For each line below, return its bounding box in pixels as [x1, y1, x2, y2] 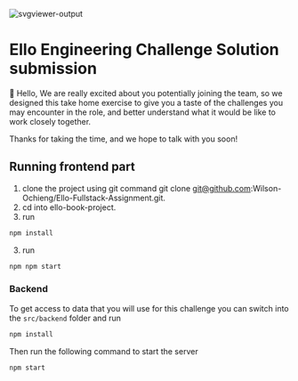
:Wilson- [250, 182, 282, 193]
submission [9, 59, 98, 79]
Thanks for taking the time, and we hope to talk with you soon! [9, 134, 238, 144]
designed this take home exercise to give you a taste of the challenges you [9, 97, 283, 108]
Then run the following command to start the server [9, 345, 198, 356]
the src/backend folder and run [9, 312, 122, 323]
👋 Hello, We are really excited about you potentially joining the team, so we [9, 87, 283, 98]
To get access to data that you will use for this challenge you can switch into [9, 303, 289, 313]
